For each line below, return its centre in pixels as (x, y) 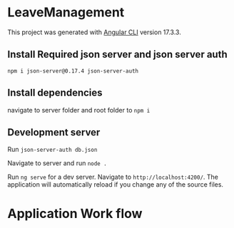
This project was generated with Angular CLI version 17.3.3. (95, 32)
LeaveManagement (66, 12)
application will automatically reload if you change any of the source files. (115, 185)
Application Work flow (75, 213)
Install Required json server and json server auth (117, 55)
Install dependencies (55, 93)
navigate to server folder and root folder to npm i (79, 110)
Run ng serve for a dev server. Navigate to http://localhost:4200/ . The (113, 177)
